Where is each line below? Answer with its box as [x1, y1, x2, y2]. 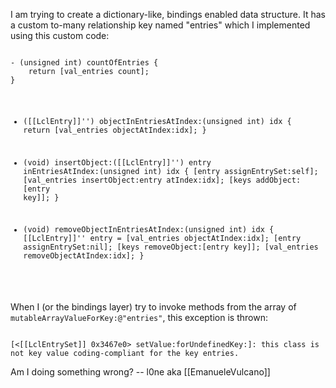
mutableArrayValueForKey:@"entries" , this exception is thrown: [10, 312, 268, 324]
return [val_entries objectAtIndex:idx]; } [23, 125, 207, 135]
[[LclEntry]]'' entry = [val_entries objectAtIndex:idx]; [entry [23, 234, 302, 244]
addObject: [255, 175, 302, 185]
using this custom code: [10, 30, 110, 41]
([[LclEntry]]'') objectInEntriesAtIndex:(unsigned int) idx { [23, 116, 292, 126]
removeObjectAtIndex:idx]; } [23, 251, 145, 261]
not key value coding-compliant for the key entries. [10, 349, 240, 359]
